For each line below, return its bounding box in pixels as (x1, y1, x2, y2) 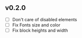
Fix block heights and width (12, 27, 68, 33)
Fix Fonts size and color (12, 22, 60, 28)
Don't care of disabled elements (12, 16, 78, 22)
